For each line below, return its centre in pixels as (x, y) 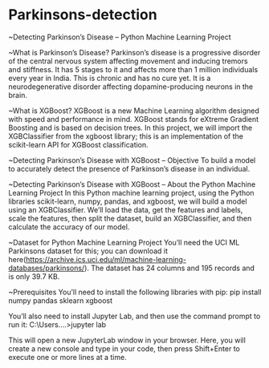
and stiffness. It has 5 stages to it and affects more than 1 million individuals (133, 69)
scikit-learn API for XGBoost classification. (78, 144)
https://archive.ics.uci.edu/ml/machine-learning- (106, 259)
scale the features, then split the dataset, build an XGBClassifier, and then (130, 218)
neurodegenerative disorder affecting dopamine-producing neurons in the (131, 87)
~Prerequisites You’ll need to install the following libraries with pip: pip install (135, 292)
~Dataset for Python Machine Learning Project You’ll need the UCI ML (124, 242)
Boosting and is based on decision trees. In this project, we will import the (130, 127)
